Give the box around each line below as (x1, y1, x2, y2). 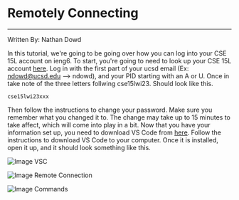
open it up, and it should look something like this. (7, 143, 151, 152)
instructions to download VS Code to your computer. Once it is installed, (7, 135, 219, 144)
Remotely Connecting (7, 5, 139, 21)
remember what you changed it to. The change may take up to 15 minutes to (7, 112, 231, 122)
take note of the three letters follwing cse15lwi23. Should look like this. (7, 79, 213, 88)
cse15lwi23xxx (7, 93, 50, 100)
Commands (34, 184, 68, 193)
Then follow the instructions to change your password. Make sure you (7, 105, 213, 114)
